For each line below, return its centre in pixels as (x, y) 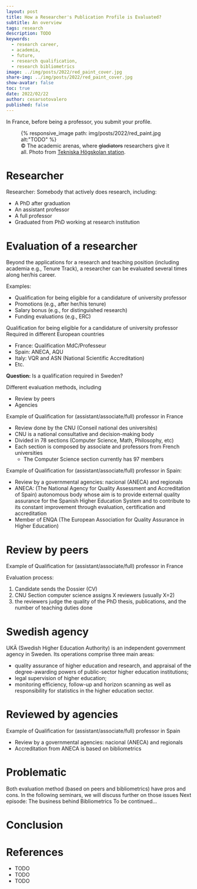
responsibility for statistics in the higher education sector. (84, 691)
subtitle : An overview (34, 22)
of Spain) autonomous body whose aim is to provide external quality (97, 495)
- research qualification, (44, 61)
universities (29, 453)
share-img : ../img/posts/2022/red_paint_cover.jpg (69, 77)
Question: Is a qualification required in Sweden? (65, 376)
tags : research (25, 28)
